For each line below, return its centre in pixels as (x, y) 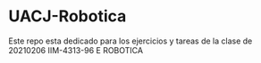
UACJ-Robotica (67, 16)
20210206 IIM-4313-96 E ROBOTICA (76, 50)
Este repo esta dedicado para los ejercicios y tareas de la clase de (130, 41)
